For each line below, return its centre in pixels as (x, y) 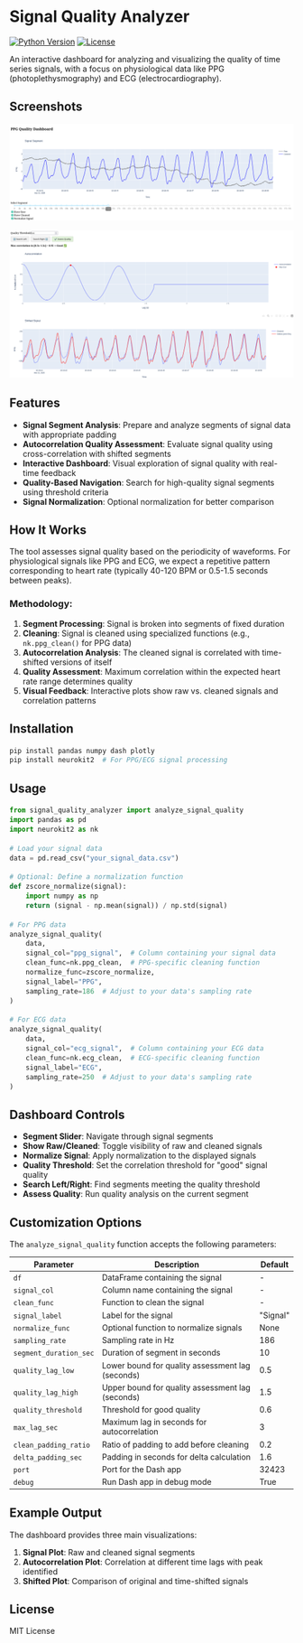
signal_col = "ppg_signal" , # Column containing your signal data (151, 953)
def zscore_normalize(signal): (68, 887)
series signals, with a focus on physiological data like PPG (117, 69)
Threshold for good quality (151, 1410)
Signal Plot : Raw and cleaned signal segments (109, 1552)
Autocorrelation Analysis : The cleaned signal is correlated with (141, 652)
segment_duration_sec (54, 1354)
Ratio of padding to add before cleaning (176, 1444)
